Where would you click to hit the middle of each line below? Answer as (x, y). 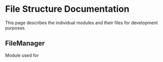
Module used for (22, 55)
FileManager (25, 44)
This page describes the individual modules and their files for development (81, 23)
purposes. (16, 28)
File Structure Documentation (67, 9)
